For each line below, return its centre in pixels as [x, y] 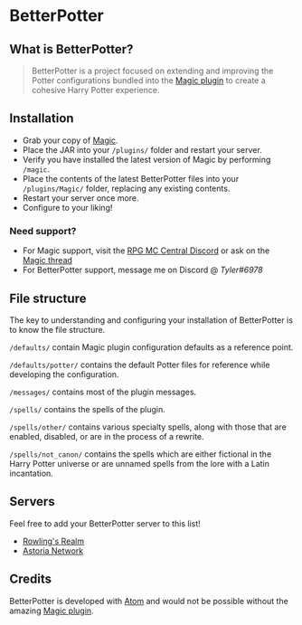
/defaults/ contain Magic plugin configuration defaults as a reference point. [151, 347]
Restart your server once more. [80, 198]
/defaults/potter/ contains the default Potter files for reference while [140, 365]
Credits [31, 579]
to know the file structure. [57, 329]
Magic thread [47, 260]
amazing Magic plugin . [52, 611]
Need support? [43, 231]
